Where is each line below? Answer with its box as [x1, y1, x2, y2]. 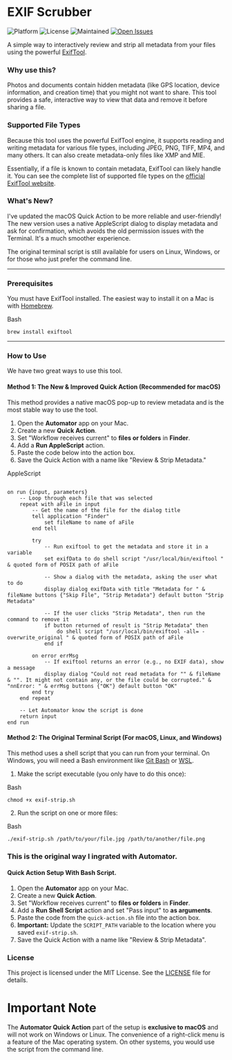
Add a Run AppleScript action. [17, 441, 105, 449]
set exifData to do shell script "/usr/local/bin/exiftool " [43, 555, 224, 562]
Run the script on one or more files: [17, 809, 118, 817]
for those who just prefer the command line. [7, 254, 133, 263]
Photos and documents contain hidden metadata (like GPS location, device [7, 81, 220, 89]
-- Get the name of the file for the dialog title [32, 506, 181, 513]
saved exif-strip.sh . [17, 928, 79, 936]
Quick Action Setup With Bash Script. [7, 869, 117, 877]
